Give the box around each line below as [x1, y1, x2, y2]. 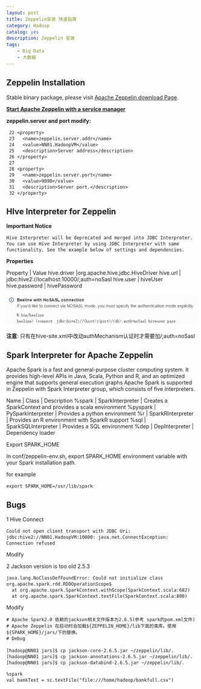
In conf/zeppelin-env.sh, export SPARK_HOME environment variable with [6, 452, 187, 460]
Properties [6, 258, 34, 265]
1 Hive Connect [6, 516, 44, 523]
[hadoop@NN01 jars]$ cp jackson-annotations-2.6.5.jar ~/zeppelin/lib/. [6, 654, 193, 660]
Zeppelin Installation [6, 77, 86, 88]
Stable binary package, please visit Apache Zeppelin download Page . [6, 94, 179, 101]
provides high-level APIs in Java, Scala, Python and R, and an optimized [6, 373, 185, 380]
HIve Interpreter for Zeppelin [6, 206, 116, 217]
